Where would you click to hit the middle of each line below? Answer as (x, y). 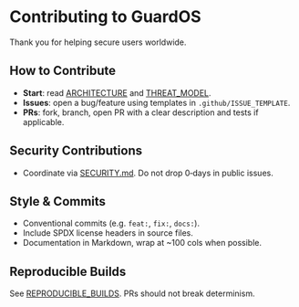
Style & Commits (58, 201)
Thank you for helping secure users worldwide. (98, 42)
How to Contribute (63, 71)
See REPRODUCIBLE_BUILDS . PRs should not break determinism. (132, 293)
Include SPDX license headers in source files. (108, 233)
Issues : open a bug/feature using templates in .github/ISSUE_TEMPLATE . (156, 102)
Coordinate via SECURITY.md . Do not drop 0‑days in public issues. (148, 173)
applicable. (43, 122)
